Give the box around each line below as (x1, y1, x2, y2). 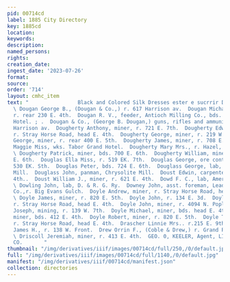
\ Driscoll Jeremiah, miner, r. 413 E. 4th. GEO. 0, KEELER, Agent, (13, 233, 216, 240)
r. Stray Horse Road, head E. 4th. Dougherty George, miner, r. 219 (13, 131, 216, 138)
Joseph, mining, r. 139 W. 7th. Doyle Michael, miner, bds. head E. (13, 207, 216, 214)
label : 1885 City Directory (7, 16, 88, 23)
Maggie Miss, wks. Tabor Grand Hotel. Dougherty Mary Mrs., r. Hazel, (13, 144, 222, 151)
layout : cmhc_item (7, 93, 60, 100)
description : (7, 42, 44, 49)
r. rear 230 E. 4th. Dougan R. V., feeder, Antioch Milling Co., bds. (13, 112, 222, 118)
